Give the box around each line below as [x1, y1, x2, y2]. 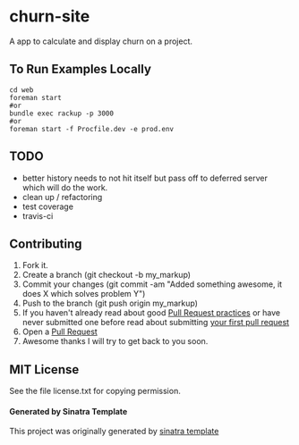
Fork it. [21, 260, 49, 271]
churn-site [9, 6, 90, 27]
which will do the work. [21, 181, 108, 193]
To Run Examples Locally [9, 62, 152, 77]
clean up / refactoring [21, 191, 103, 202]
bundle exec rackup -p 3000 [9, 109, 115, 118]
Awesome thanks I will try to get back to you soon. [21, 336, 209, 347]
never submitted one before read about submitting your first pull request [21, 317, 289, 328]
